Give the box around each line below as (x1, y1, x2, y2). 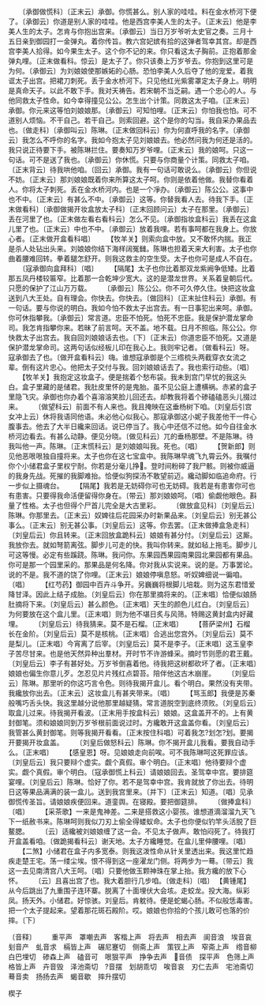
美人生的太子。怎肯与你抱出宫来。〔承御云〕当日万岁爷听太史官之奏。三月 (8, 27, 247, 36)
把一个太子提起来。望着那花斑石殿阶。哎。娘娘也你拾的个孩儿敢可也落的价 (8, 905, 250, 915)
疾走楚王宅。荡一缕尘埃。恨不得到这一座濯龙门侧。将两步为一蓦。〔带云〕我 (8, 856, 254, 865)
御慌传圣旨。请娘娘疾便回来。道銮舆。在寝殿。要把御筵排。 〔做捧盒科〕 (8, 797, 256, 806)
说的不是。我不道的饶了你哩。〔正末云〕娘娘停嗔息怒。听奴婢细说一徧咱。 (8, 570, 247, 579)
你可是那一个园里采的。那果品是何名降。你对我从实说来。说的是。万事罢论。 (8, 560, 257, 569)
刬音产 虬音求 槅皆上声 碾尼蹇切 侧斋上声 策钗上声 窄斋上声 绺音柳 (8, 943, 257, 951)
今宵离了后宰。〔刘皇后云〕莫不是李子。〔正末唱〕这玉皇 (66, 639, 247, 648)
